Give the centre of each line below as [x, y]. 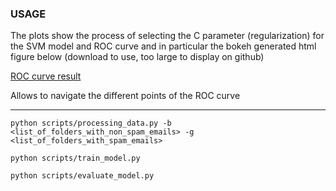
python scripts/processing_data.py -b [91, 123]
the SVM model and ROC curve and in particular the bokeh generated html [163, 46]
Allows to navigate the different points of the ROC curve [125, 96]
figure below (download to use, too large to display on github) [137, 57]
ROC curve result [46, 76]
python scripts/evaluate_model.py [82, 176]
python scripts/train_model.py [75, 158]
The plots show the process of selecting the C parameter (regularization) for [167, 36]
